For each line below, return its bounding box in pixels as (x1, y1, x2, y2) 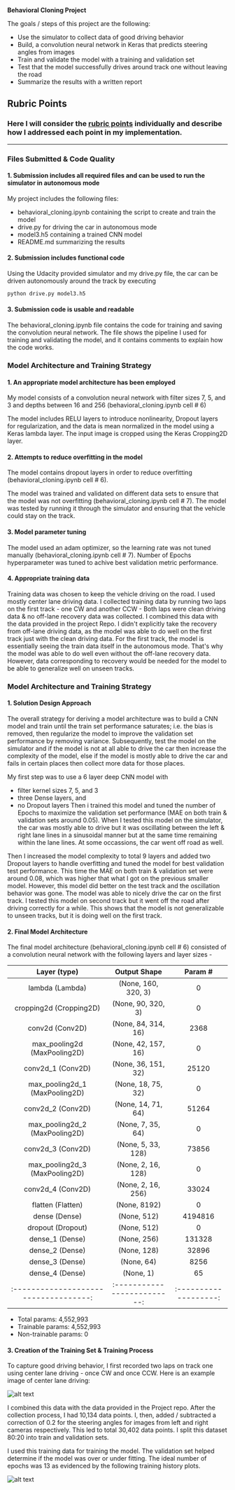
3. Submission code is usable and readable (7, 305, 134, 314)
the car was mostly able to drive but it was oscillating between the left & (17, 823, 225, 831)
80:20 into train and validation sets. (7, 1433, 110, 1442)
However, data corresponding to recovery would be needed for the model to (7, 656, 227, 665)
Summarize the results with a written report (17, 78, 143, 86)
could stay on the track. (7, 512, 76, 520)
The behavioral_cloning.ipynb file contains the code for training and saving (7, 321, 222, 330)
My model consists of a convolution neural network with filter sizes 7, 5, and (7, 393, 226, 402)
